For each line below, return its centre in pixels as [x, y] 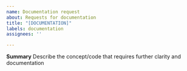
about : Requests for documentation [51, 17]
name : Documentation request [43, 12]
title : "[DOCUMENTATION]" [39, 23]
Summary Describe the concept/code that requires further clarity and [93, 57]
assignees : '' [24, 34]
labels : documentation [35, 29]
